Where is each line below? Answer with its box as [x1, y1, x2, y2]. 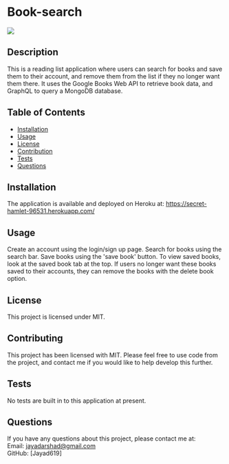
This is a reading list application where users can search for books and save [7, 65, 223, 73]
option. [7, 275, 28, 283]
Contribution [17, 147, 53, 155]
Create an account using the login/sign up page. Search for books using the [7, 245, 222, 253]
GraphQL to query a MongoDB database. [7, 87, 123, 95]
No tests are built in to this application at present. [7, 397, 146, 405]
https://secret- [166, 200, 208, 208]
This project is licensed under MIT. [7, 313, 105, 321]
